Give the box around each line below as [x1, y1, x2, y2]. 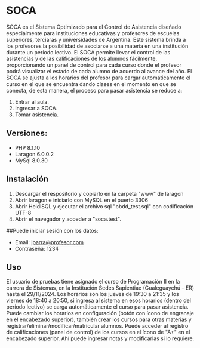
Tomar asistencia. [14, 111, 59, 118]
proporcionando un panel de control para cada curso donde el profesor [6, 61, 182, 69]
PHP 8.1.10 [14, 144, 41, 151]
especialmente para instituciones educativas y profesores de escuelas [6, 29, 180, 36]
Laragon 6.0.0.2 [14, 150, 54, 158]
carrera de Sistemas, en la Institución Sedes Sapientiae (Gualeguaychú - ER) [6, 284, 195, 291]
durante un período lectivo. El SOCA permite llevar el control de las [6, 48, 171, 56]
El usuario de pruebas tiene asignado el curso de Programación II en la [6, 278, 180, 285]
